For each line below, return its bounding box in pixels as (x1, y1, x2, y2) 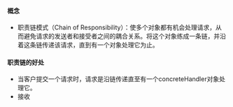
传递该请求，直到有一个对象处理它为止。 (41, 41, 159, 49)
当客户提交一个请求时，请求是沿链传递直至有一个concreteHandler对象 (17, 75, 220, 83)
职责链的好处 (7, 58, 44, 66)
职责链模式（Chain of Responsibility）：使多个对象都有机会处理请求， (17, 23, 216, 31)
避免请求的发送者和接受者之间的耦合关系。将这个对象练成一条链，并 (23, 32, 220, 41)
